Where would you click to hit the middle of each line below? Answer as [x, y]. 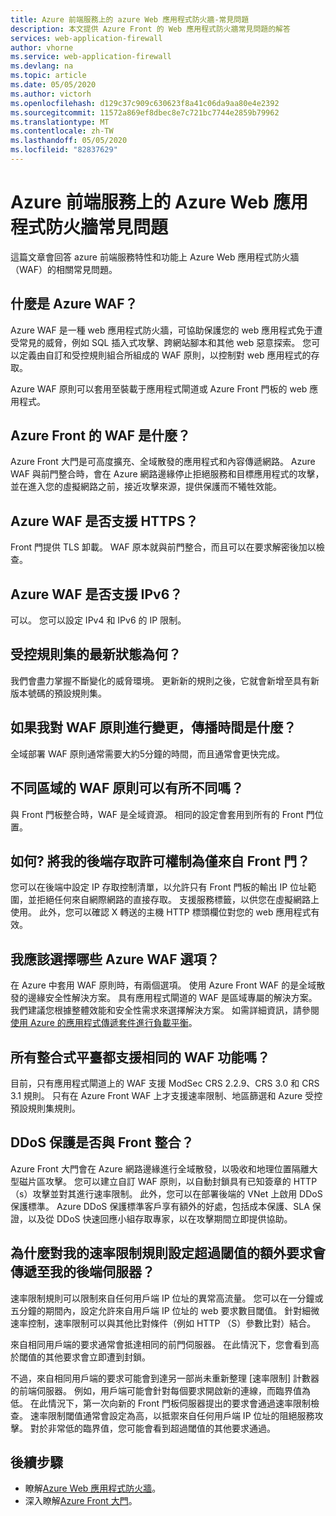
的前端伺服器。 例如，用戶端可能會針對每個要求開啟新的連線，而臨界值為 [160, 1390]
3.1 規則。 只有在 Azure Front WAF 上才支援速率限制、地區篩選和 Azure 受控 [166, 1095]
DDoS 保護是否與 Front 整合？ [102, 1142]
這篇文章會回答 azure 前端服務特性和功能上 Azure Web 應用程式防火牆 [155, 257]
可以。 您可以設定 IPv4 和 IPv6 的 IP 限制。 [98, 620]
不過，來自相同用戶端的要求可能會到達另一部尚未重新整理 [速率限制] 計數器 [165, 1378]
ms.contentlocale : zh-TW [62, 131]
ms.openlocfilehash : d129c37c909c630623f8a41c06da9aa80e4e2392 [145, 103]
